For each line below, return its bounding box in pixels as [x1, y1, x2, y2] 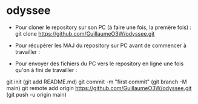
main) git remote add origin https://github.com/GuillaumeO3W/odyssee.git [6, 84, 192, 91]
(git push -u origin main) [6, 91, 67, 98]
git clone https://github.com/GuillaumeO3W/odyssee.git [15, 30, 155, 37]
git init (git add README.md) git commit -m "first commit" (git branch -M [6, 78, 187, 85]
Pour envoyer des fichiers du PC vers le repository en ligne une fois [15, 60, 184, 67]
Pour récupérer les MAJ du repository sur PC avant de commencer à [15, 42, 186, 49]
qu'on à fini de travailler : [15, 66, 78, 73]
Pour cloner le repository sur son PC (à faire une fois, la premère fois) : [15, 24, 192, 31]
